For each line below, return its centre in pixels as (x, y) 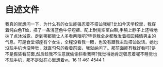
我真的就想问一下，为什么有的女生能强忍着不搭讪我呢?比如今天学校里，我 (78, 24)
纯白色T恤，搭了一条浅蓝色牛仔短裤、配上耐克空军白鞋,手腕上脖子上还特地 (83, 30)
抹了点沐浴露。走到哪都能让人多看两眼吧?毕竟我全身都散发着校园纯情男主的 (81, 36)
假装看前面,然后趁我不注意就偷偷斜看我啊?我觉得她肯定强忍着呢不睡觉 (83, 54)
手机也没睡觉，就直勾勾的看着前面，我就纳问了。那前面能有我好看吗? (82, 48)
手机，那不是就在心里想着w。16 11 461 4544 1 (59, 60)
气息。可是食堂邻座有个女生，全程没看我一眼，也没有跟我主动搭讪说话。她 (79, 42)
